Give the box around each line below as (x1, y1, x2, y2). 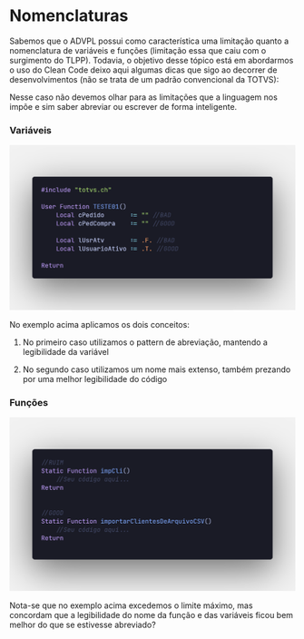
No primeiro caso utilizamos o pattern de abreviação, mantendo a (22, 337, 268, 348)
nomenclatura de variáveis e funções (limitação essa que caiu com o (9, 44, 267, 55)
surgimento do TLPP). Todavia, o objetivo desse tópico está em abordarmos (9, 54, 294, 65)
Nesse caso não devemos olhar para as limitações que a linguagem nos (9, 92, 279, 103)
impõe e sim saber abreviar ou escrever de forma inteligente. (9, 101, 238, 112)
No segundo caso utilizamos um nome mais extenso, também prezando (22, 364, 291, 375)
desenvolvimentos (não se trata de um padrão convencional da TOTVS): (9, 74, 279, 84)
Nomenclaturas (9, 5, 129, 26)
